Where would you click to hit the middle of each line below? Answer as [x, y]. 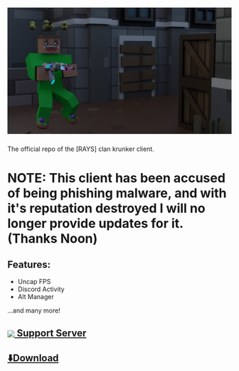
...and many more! [34, 310]
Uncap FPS [34, 282]
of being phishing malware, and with [117, 193]
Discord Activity [41, 289]
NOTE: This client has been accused [117, 178]
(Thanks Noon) [53, 238]
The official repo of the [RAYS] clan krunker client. [81, 149]
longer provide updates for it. [95, 223]
